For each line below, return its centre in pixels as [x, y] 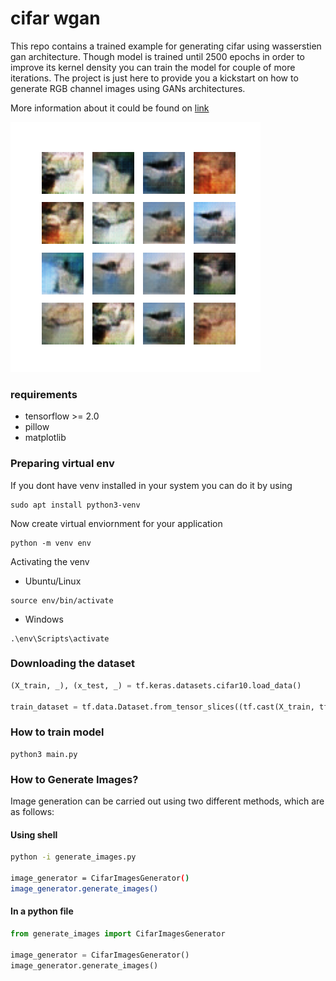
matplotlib [45, 438]
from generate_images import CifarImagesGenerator [118, 933]
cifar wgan [55, 18]
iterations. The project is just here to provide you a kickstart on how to [154, 78]
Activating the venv [50, 561]
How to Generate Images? [74, 779]
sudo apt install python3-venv [75, 505]
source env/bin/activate [62, 600]
